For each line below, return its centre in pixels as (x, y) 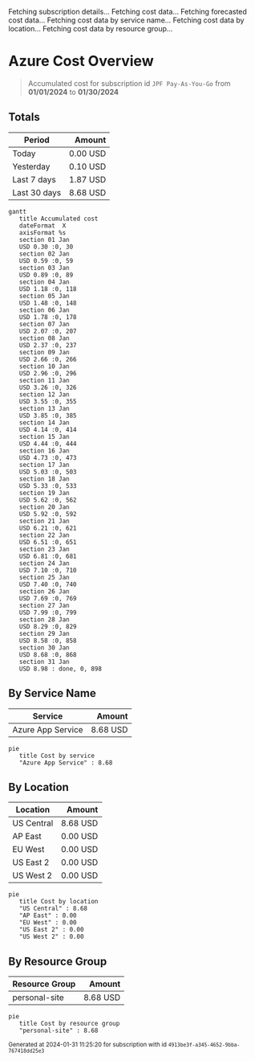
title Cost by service (57, 756)
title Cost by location (59, 902)
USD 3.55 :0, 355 (48, 401)
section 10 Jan (44, 366)
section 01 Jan (44, 240)
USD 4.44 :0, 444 (48, 444)
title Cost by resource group (69, 1024)
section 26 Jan (44, 591)
